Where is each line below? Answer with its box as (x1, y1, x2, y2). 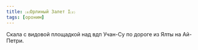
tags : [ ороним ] (6, 14, 45, 20)
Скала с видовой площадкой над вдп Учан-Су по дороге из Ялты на (6, 30, 182, 37)
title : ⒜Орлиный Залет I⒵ (6, 8, 75, 15)
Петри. (6, 37, 24, 44)
